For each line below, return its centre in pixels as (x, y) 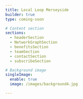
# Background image (26, 70)
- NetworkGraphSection (34, 42)
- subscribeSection (30, 61)
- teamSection (25, 52)
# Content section (25, 28)
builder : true (20, 15)
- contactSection (28, 56)
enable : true (24, 79)
